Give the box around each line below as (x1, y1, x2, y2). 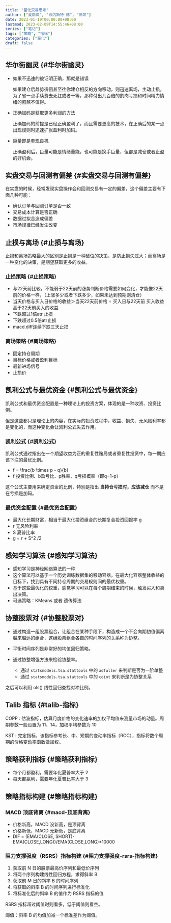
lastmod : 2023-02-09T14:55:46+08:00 (5, 21, 83, 27)
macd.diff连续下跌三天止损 (12, 324, 69, 330)
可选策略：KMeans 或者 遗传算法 (12, 598, 82, 604)
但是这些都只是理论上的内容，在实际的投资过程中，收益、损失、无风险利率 (5, 417, 161, 423)
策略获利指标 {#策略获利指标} (5, 755, 98, 764)
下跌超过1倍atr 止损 (12, 311, 53, 317)
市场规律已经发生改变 (12, 222, 58, 228)
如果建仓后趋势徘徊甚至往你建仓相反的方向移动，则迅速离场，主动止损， (12, 86, 164, 92)
